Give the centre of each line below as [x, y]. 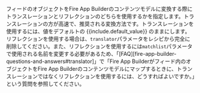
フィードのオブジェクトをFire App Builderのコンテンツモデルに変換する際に [99, 9]
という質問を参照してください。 [46, 84]
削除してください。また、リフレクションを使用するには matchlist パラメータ [99, 46]
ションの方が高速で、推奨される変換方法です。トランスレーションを [110, 24]
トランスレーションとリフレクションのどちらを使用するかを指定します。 [95, 16]
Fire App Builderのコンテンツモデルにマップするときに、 [107, 69]
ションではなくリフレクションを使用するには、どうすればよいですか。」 [108, 76]
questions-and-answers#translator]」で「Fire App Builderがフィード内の [96, 61]
